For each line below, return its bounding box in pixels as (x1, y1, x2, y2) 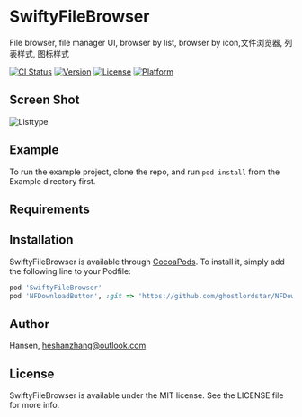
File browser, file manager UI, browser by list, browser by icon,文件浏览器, (9, 37, 283, 48)
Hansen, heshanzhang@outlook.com (9, 340, 147, 351)
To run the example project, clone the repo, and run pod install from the (9, 166, 280, 177)
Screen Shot (9, 93, 80, 108)
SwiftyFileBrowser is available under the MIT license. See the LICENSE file (9, 390, 284, 401)
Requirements (9, 201, 90, 217)
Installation (9, 232, 74, 248)
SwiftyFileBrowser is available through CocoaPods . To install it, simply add (9, 256, 285, 267)
